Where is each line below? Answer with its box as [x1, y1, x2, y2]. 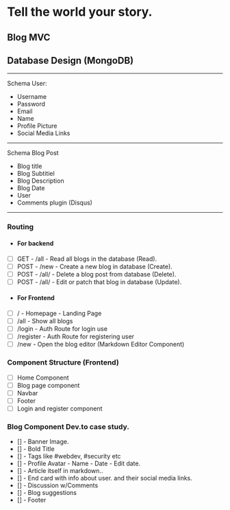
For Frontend [16, 294, 55, 302]
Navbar [16, 389, 38, 397]
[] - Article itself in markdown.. [16, 467, 103, 475]
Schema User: [7, 80, 47, 88]
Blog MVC [7, 32, 51, 43]
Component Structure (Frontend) [7, 358, 120, 367]
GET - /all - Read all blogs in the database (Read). [16, 255, 157, 263]
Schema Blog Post [7, 149, 60, 157]
